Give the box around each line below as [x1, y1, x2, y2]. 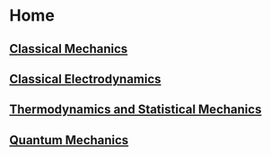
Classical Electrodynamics [9, 71, 162, 86]
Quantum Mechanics [9, 132, 129, 148]
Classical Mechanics [9, 41, 128, 56]
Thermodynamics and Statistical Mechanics [9, 102, 262, 117]
